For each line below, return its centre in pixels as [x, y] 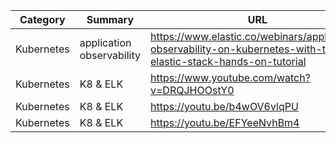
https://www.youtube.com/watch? [230, 77]
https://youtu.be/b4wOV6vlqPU [224, 106]
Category [42, 19]
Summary [110, 19]
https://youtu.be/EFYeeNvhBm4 [225, 122]
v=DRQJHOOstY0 [192, 90]
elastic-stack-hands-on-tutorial [228, 61]
